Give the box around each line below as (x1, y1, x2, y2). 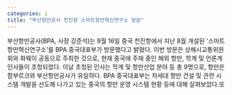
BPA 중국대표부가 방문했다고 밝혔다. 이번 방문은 (55, 45, 184, 53)
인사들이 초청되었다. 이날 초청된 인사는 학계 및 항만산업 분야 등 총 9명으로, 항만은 (7, 62, 225, 71)
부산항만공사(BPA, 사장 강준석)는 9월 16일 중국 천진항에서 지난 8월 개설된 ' (7, 36, 209, 45)
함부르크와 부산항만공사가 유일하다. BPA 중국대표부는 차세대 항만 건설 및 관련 (7, 71, 215, 80)
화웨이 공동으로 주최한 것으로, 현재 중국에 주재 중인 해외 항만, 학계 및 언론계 (19, 53, 223, 62)
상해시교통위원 (184, 45, 224, 53)
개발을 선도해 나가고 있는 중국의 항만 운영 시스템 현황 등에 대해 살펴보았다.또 (19, 80, 225, 88)
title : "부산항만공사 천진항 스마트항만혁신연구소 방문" (7, 17, 144, 24)
